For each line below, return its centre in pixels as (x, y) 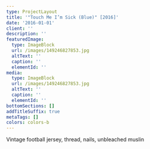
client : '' (20, 28)
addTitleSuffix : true (33, 111)
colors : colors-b (28, 123)
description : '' (26, 34)
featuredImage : (25, 39)
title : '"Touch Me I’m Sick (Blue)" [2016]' (62, 17)
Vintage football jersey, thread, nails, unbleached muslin (75, 139)
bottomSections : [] (30, 106)
